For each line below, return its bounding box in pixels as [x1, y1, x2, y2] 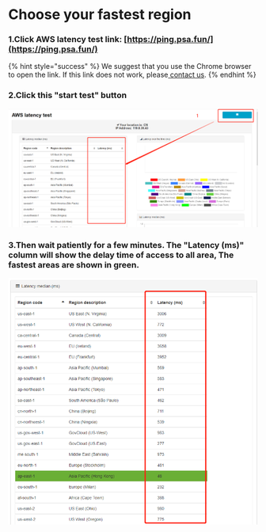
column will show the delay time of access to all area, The [8, 249, 234, 260]
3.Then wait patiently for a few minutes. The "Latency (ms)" [8, 239, 245, 250]
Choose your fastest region [8, 6, 192, 24]
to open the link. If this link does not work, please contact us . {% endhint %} [8, 70, 257, 80]
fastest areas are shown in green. [8, 259, 140, 270]
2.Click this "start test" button [8, 89, 127, 101]
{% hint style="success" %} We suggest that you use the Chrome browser [8, 62, 252, 71]
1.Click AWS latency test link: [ [8, 34, 127, 45]
